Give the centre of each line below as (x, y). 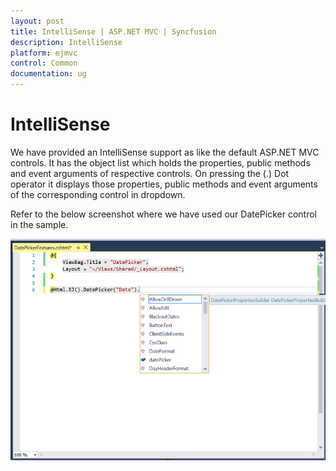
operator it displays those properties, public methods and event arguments (164, 184)
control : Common (44, 63)
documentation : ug (48, 74)
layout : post (37, 21)
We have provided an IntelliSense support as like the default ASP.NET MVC (165, 152)
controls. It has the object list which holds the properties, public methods (160, 162)
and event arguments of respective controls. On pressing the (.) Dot (150, 173)
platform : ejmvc (44, 53)
